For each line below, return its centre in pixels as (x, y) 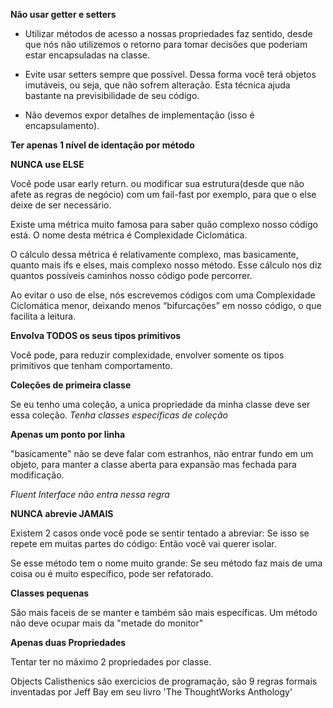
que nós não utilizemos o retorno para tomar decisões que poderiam (166, 44)
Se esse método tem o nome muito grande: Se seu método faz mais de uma (166, 563)
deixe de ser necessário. (61, 205)
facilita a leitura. (43, 316)
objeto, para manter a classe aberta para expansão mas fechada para (153, 464)
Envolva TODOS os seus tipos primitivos (96, 335)
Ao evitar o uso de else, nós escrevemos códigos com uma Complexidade (163, 295)
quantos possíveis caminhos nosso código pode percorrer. (131, 275)
